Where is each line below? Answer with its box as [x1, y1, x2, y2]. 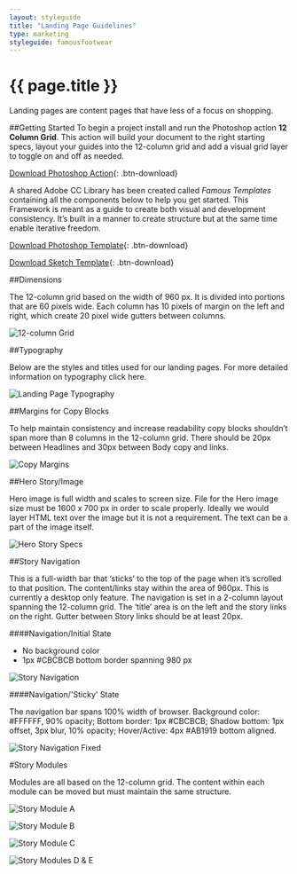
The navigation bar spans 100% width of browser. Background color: [9, 706, 261, 717]
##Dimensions [9, 274, 62, 285]
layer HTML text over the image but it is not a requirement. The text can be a [9, 512, 288, 524]
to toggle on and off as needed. [9, 151, 124, 161]
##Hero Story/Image [9, 476, 84, 487]
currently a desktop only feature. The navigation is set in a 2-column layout [9, 592, 284, 603]
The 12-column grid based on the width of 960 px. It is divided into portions [9, 292, 285, 303]
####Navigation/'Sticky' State [9, 689, 120, 700]
